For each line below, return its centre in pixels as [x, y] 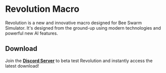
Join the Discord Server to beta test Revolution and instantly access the [79, 61]
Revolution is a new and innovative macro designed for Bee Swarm [74, 23]
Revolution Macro [42, 9]
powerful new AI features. [32, 33]
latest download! [22, 66]
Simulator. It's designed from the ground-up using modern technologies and [83, 28]
